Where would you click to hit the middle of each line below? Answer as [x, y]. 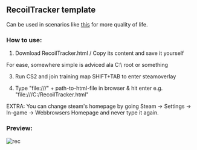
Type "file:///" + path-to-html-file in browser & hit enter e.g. [89, 88]
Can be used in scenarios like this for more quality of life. [77, 24]
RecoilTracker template [51, 10]
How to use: [24, 40]
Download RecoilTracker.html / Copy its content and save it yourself [99, 53]
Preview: [20, 128]
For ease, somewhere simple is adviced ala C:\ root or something [87, 65]
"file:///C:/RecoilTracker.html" [52, 95]
